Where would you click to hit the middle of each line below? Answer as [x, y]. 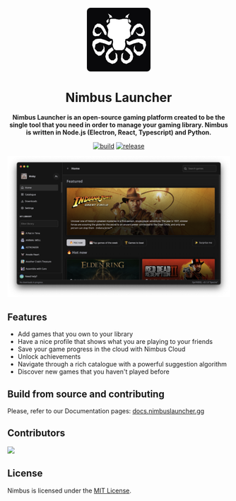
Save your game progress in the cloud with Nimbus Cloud [101, 349]
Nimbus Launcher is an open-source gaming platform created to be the [119, 117]
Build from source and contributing [86, 394]
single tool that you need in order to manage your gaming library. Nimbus [119, 125]
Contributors [36, 433]
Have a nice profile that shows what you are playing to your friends [115, 342]
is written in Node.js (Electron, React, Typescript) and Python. [119, 132]
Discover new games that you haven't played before [93, 372]
